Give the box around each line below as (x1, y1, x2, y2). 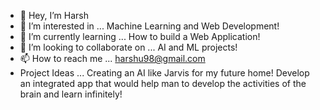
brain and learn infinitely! (19, 88, 123, 100)
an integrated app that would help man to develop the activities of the (19, 78, 307, 89)
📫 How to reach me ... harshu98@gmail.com (19, 53, 206, 64)
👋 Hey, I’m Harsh (19, 10, 89, 21)
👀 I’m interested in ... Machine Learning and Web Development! (19, 20, 280, 32)
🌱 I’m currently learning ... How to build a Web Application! (19, 31, 261, 42)
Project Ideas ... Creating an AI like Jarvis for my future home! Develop (19, 67, 310, 79)
